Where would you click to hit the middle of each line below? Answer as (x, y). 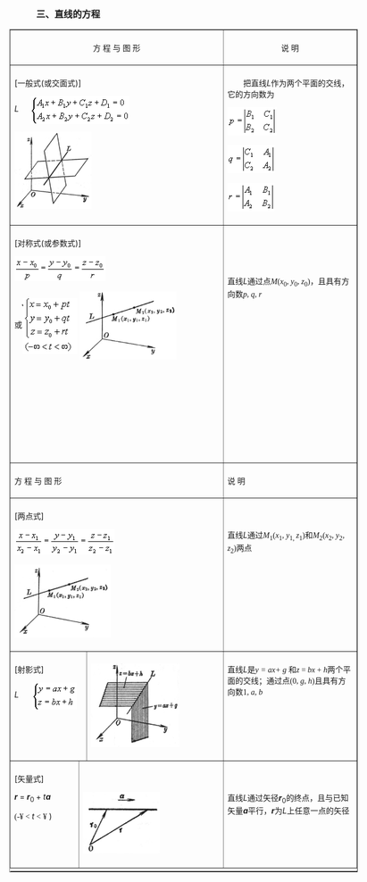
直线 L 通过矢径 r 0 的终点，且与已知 (288, 799)
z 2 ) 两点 (240, 549)
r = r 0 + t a (33, 798)
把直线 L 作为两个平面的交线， (296, 83)
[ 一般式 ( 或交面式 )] (48, 83)
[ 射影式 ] (29, 670)
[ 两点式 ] (29, 516)
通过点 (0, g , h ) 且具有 (303, 682)
